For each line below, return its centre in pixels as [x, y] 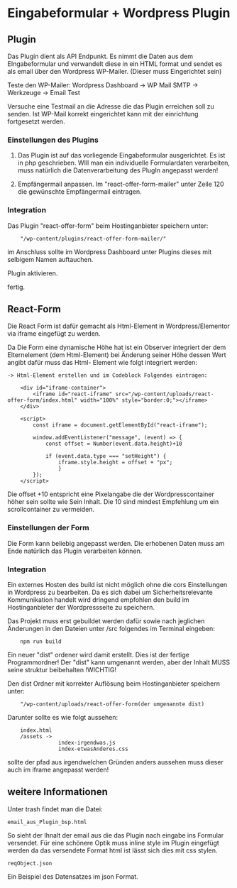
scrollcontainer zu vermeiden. [51, 510]
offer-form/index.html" [43, 400]
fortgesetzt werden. [36, 121]
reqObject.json [30, 863]
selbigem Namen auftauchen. [50, 259]
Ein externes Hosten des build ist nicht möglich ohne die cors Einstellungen [117, 585]
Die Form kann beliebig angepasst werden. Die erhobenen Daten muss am [116, 543]
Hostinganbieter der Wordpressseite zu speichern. [81, 607]
